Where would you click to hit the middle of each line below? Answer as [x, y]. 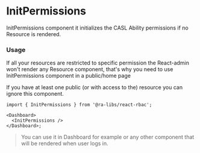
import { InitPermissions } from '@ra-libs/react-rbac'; [79, 105]
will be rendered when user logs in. [64, 143]
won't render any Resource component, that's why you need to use [90, 69]
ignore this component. [35, 94]
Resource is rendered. [34, 34]
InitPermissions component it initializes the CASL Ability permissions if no [97, 28]
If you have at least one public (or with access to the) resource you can [94, 87]
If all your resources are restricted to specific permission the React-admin [98, 63]
